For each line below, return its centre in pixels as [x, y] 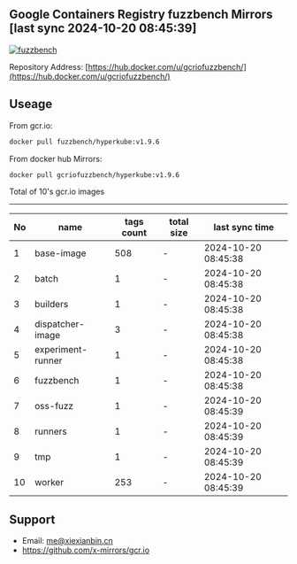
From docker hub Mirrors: [56, 158]
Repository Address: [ [49, 66]
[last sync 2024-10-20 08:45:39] [103, 29]
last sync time [244, 228]
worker [49, 483]
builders [52, 305]
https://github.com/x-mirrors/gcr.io [86, 550]
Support [32, 519]
